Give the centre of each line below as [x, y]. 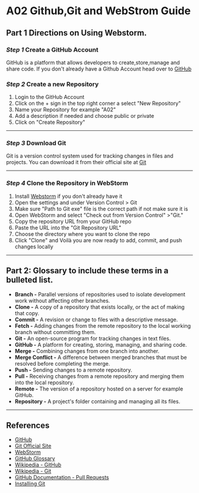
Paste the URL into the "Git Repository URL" [68, 228]
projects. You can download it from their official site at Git [76, 162]
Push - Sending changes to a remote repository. [73, 370]
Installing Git [30, 484]
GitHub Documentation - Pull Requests [62, 478]
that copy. [27, 313]
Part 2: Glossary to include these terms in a [87, 271]
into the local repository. [44, 382]
